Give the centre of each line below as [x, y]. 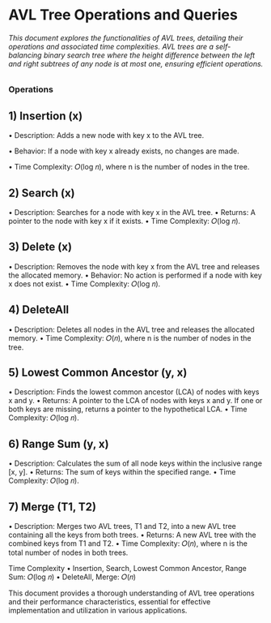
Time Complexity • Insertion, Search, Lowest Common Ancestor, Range [127, 569]
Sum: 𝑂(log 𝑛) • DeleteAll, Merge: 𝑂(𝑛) [72, 577]
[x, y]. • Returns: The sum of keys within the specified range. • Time [122, 472]
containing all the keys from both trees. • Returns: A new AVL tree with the [132, 535]
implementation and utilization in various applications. [98, 611]
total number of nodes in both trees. [68, 552]
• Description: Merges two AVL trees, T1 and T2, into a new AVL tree [123, 526]
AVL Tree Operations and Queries [123, 15]
